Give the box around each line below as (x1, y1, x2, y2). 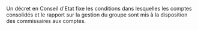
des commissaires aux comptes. (6, 18, 86, 24)
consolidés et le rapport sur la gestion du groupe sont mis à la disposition (6, 11, 188, 18)
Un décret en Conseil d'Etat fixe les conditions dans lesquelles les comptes (6, 5, 192, 12)
